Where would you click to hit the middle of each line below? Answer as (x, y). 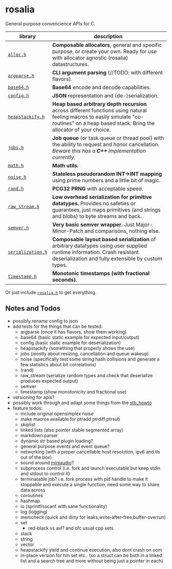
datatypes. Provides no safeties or (94, 203)
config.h (18, 95)
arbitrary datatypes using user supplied (100, 246)
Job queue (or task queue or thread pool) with (108, 138)
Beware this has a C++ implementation (99, 151)
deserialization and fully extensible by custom (107, 259)
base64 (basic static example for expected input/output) (80, 337)
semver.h (18, 228)
